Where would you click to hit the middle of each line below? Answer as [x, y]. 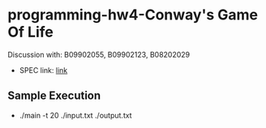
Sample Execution [54, 96]
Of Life [30, 32]
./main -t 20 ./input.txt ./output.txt [75, 115]
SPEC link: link [43, 70]
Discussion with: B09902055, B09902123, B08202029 [99, 54]
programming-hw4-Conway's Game [133, 15]
